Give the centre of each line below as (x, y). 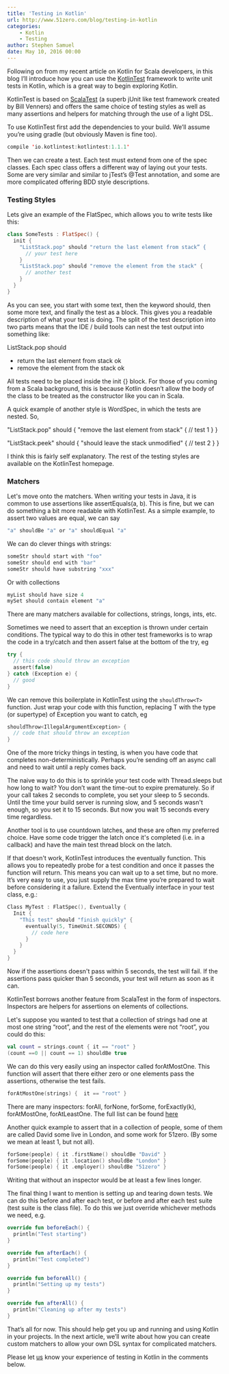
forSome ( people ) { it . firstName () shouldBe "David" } (87, 1154)
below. (16, 1364)
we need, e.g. (26, 1216)
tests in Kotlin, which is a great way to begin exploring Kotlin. (93, 86)
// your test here (51, 253)
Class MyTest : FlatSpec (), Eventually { (67, 907)
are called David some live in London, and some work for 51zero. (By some (112, 1134)
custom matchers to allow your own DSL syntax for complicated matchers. (112, 1343)
